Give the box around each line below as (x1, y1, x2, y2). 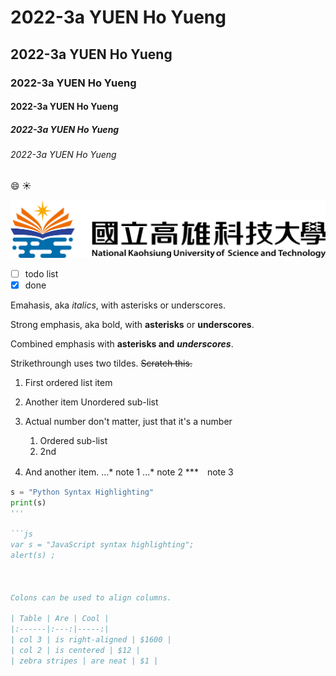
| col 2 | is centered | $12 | (10, 645, 141, 655)
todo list (24, 267, 59, 280)
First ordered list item (24, 376, 113, 388)
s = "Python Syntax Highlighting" (10, 487, 155, 497)
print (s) (10, 497, 47, 508)
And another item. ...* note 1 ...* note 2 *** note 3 (24, 466, 234, 478)
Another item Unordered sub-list (24, 396, 159, 408)
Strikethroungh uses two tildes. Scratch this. (10, 357, 193, 369)
